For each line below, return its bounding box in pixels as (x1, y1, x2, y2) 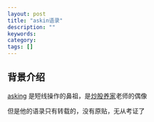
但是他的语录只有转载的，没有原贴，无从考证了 (7, 106, 145, 115)
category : (7, 37, 37, 44)
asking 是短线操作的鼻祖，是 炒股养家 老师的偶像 (7, 91, 148, 100)
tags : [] (7, 43, 34, 50)
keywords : (7, 30, 37, 38)
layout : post (7, 10, 46, 18)
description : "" (7, 23, 56, 30)
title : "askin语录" (7, 17, 63, 24)
